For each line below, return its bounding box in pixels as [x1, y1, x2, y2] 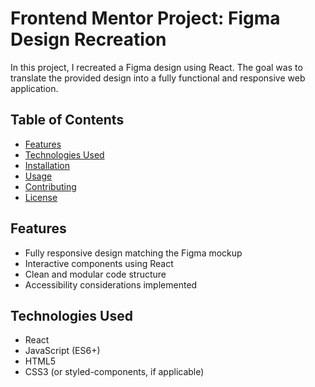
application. [10, 82, 59, 94]
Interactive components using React [24, 257, 174, 269]
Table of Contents [10, 112, 125, 129]
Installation [24, 159, 71, 171]
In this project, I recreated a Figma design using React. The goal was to [10, 61, 303, 73]
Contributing [24, 180, 77, 192]
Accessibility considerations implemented [24, 278, 198, 291]
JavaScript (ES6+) [24, 345, 101, 357]
